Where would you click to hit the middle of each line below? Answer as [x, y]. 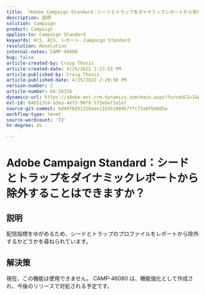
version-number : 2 [30, 86]
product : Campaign [30, 29]
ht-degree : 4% [24, 126]
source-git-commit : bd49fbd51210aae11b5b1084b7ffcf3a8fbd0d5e [87, 108]
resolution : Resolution [37, 46]
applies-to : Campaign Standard [46, 35]
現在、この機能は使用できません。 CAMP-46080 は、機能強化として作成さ [100, 278]
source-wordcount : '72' [37, 120]
